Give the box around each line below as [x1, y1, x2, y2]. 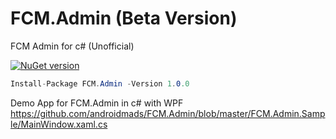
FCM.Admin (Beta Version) [10, 7, 238, 30]
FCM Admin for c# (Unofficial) [10, 40, 135, 52]
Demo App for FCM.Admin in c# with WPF [10, 97, 184, 109]
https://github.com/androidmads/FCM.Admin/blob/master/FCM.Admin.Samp [10, 107, 326, 119]
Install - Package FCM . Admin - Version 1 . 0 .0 [10, 78, 190, 89]
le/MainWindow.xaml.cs [10, 118, 108, 130]
